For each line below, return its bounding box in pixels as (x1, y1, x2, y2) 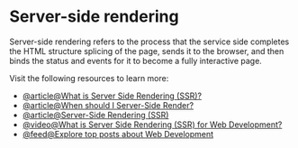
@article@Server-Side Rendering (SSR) (22, 109, 169, 120)
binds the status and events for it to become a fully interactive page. (9, 55, 263, 66)
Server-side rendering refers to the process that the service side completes (9, 36, 290, 47)
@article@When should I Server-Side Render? (22, 99, 194, 110)
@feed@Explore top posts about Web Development (22, 128, 214, 139)
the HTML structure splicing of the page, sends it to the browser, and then (9, 45, 284, 56)
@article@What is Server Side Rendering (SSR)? (22, 90, 203, 101)
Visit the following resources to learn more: (9, 72, 169, 83)
